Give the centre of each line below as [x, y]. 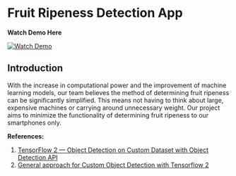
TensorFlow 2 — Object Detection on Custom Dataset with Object [113, 150]
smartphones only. [35, 122]
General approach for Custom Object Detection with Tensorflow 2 [113, 165]
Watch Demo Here [35, 32]
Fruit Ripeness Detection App [95, 13]
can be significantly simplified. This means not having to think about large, [116, 100]
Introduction [35, 68]
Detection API [37, 157]
